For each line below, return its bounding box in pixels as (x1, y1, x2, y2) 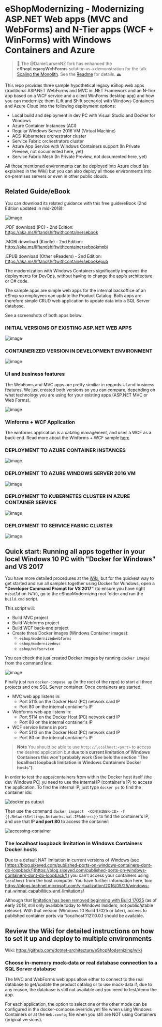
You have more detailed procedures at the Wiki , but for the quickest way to (5, 575, 154, 581)
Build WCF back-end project (12, 625, 69, 631)
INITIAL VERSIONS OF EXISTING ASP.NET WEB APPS (5, 324, 132, 331)
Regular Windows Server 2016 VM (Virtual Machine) (12, 127, 116, 134)
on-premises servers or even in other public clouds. (5, 173, 108, 179)
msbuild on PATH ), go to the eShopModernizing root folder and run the (5, 590, 144, 597)
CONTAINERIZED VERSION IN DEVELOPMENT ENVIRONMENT (5, 348, 153, 354)
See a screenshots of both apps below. (5, 312, 83, 318)
